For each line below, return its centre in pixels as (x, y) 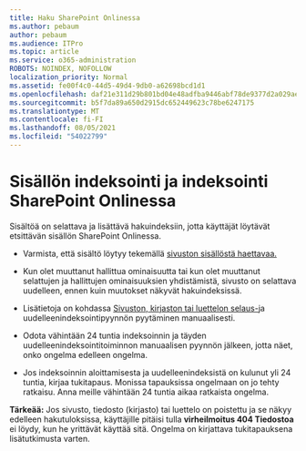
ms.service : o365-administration (73, 60)
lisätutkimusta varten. (50, 438)
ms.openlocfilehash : (49, 94)
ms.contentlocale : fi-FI (56, 119)
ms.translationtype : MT (55, 111)
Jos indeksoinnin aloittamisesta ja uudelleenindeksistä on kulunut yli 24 (157, 372)
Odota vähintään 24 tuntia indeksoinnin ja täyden (114, 335)
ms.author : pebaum (44, 26)
